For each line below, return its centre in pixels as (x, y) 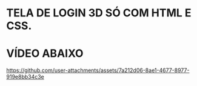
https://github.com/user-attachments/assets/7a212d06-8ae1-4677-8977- (98, 70)
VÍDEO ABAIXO (45, 54)
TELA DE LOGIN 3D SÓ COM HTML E (99, 13)
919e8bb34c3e (25, 77)
